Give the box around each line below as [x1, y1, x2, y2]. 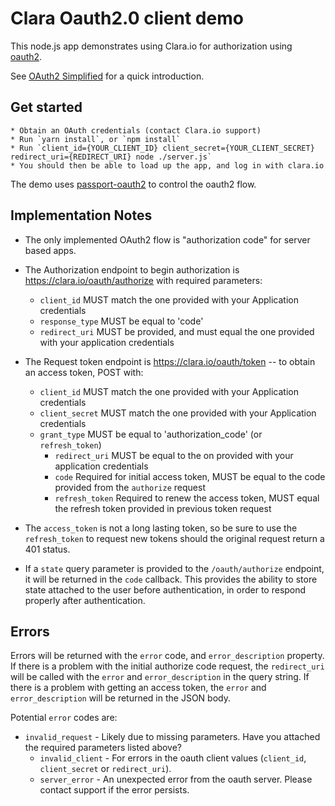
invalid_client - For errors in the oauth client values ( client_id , [39, 752, 307, 764]
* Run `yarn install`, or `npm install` [10, 134, 182, 144]
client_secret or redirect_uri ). [39, 763, 172, 775]
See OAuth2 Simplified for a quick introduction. [10, 70, 205, 82]
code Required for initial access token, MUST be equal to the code [54, 470, 326, 482]
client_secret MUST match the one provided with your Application [39, 407, 317, 419]
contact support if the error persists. [39, 784, 190, 796]
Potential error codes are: [10, 712, 118, 724]
